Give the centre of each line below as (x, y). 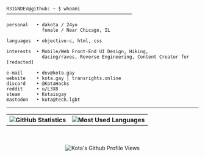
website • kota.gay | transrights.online (64, 78)
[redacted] (20, 62)
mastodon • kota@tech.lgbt (43, 100)
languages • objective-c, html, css (54, 41)
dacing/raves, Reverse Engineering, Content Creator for (116, 57)
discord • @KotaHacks (38, 84)
